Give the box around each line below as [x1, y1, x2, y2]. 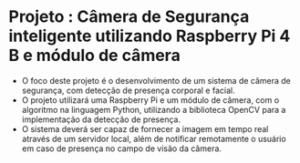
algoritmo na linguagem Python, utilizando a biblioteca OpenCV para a [21, 104, 286, 115]
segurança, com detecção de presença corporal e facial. [21, 85, 235, 96]
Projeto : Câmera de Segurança [8, 6, 250, 27]
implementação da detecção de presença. [21, 114, 181, 125]
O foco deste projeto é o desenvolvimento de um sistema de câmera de [21, 75, 291, 86]
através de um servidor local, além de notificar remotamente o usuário [21, 133, 286, 144]
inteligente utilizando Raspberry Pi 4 [8, 25, 291, 46]
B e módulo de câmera [8, 46, 181, 66]
